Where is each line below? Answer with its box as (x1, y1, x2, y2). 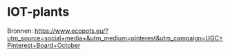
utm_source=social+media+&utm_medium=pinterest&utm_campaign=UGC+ (7, 33, 223, 42)
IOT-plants (7, 4, 70, 20)
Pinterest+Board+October (7, 41, 81, 49)
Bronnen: (7, 27, 33, 35)
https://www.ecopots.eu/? (34, 27, 109, 35)
